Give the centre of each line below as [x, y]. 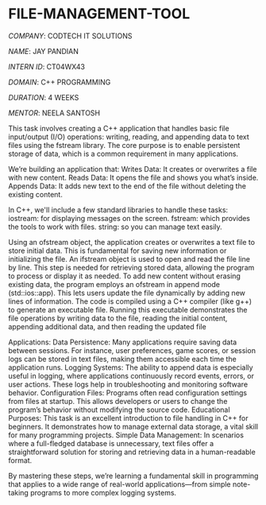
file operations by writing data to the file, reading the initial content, [118, 318]
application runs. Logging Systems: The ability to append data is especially [131, 367]
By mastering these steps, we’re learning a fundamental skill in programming [133, 476]
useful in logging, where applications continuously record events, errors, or [131, 375]
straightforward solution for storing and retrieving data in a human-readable [132, 452]
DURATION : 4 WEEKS [44, 97]
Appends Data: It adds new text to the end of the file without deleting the [127, 186]
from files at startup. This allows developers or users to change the [118, 401]
